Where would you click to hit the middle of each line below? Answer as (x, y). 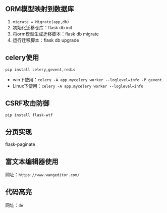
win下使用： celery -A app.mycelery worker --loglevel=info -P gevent (87, 79)
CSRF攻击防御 (27, 103)
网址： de (14, 205)
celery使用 (22, 58)
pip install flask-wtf (29, 115)
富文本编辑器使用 (32, 161)
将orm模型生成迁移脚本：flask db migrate (56, 34)
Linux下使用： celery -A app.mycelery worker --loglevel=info (78, 86)
